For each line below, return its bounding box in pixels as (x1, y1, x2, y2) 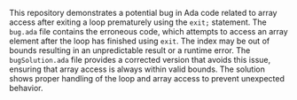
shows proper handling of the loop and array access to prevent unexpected (9, 73, 285, 83)
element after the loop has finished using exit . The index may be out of (9, 35, 270, 46)
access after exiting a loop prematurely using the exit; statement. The (9, 17, 268, 27)
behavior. (9, 83, 43, 93)
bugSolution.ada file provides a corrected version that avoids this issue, (9, 55, 271, 65)
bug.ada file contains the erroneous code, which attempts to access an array (9, 27, 288, 36)
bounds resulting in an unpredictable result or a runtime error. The (9, 45, 251, 56)
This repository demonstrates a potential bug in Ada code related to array (9, 8, 277, 18)
